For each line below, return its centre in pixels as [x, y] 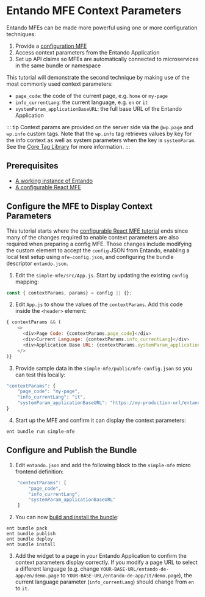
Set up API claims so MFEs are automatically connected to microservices [107, 59]
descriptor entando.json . [37, 263]
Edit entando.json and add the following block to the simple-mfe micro [103, 465]
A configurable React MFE [48, 187]
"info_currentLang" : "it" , [52, 397]
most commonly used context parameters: [59, 84]
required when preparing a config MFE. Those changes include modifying [99, 244]
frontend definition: [39, 471]
